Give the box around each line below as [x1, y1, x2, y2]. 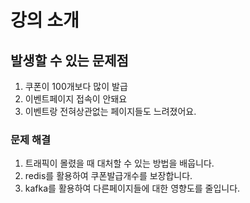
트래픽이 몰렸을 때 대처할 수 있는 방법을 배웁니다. [24, 157, 215, 170]
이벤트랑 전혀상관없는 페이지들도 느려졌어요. [24, 106, 197, 117]
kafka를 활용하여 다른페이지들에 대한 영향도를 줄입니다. [24, 182, 241, 195]
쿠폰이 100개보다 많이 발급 [24, 81, 128, 92]
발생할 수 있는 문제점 [10, 52, 129, 69]
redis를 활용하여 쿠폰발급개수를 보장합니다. [24, 170, 193, 182]
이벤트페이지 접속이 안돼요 [24, 93, 128, 105]
